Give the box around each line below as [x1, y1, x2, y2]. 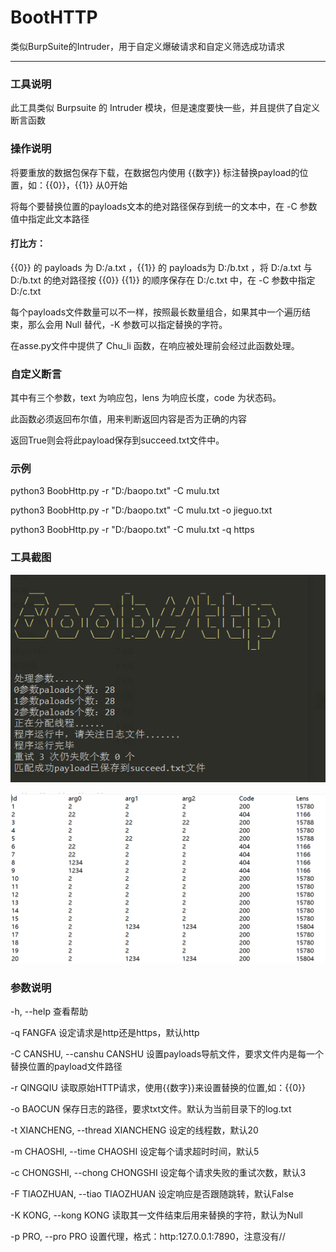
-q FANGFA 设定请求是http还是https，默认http [10, 1027, 200, 1039]
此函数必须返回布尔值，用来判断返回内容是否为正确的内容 [10, 413, 247, 425]
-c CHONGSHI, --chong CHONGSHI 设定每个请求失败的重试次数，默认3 [10, 1167, 307, 1179]
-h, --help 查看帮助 [10, 1006, 88, 1018]
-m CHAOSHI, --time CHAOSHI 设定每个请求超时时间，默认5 [10, 1146, 260, 1158]
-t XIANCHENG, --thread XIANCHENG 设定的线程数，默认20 [10, 1124, 259, 1136]
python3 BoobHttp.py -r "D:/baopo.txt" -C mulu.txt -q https [10, 524, 255, 536]
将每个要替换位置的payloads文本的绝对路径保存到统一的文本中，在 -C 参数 [10, 200, 318, 212]
